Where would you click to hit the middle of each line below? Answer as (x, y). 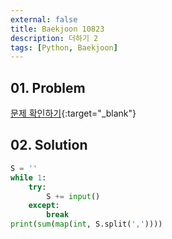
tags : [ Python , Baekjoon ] (64, 47)
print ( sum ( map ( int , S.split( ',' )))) (86, 224)
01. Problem (48, 87)
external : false (44, 19)
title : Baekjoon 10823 (57, 29)
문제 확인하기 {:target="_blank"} (73, 113)
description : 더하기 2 (54, 38)
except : (44, 206)
